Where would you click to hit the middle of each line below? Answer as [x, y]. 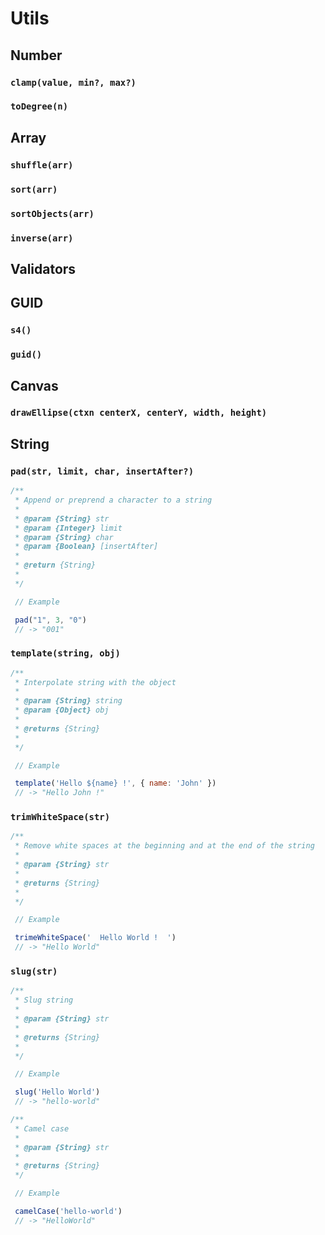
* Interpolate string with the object [95, 682]
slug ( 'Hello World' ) [57, 1092]
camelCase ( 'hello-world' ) [68, 1212]
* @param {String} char [64, 537]
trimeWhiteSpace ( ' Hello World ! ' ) [95, 938]
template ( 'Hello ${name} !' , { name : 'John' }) [115, 783]
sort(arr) [34, 189]
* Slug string [44, 1000]
